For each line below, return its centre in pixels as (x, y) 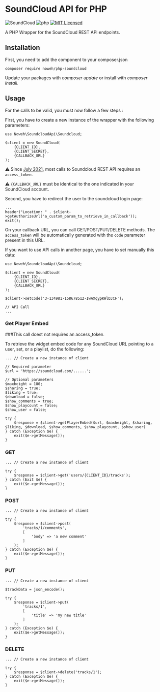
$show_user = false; (26, 409)
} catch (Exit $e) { (26, 480)
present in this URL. (25, 240)
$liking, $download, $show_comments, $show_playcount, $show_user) (76, 427)
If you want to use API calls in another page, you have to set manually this (80, 250)
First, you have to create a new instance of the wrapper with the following (80, 120)
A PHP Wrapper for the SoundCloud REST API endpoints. (63, 32)
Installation (23, 48)
